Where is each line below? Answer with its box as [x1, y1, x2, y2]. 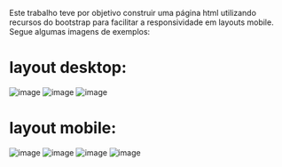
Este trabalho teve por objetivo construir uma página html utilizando [9, 8, 257, 18]
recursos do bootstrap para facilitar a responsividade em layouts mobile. [9, 17, 274, 28]
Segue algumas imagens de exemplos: [9, 27, 151, 36]
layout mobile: [9, 118, 117, 139]
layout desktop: [9, 58, 127, 78]
